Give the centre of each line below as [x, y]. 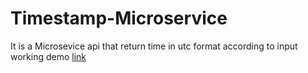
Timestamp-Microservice [119, 18]
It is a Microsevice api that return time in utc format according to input [154, 46]
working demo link [48, 56]
